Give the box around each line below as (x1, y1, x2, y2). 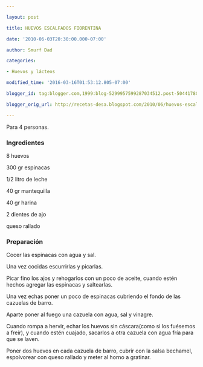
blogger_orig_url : (6, 101, 53, 108)
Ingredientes (6, 138, 45, 147)
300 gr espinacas (6, 164, 50, 171)
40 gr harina (6, 199, 37, 206)
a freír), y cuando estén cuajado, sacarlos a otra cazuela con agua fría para (6, 329, 194, 336)
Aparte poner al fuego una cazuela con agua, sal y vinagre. (6, 311, 154, 318)
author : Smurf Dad (6, 47, 53, 53)
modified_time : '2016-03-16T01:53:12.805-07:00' (6, 80, 131, 86)
